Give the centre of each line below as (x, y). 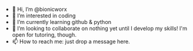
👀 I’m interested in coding (44, 16)
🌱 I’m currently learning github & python (62, 22)
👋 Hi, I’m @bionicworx (40, 9)
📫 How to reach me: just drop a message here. (71, 41)
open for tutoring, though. (44, 35)
